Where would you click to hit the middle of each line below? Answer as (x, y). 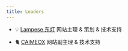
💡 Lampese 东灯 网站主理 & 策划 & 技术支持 (68, 29)
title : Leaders (25, 12)
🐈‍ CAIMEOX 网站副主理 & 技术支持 (58, 42)
